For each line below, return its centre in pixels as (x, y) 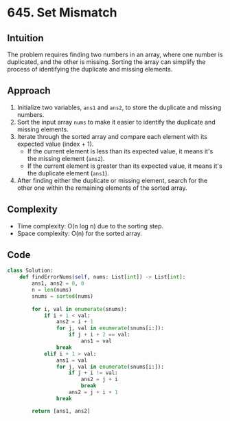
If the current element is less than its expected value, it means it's (120, 151)
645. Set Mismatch (62, 13)
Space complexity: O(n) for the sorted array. (80, 233)
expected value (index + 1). (55, 144)
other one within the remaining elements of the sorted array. (102, 188)
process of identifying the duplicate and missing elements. (90, 69)
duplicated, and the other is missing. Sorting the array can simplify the (106, 62)
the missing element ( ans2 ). (66, 158)
